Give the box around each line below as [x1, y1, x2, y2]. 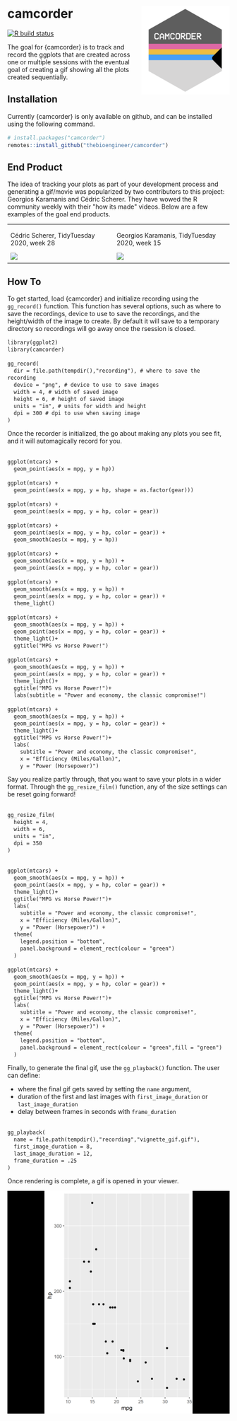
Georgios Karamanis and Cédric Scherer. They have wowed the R [7, 195, 197, 204]
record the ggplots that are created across [7, 50, 130, 59]
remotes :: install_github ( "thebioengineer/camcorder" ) [7, 141, 169, 149]
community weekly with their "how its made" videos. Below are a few [7, 202, 208, 211]
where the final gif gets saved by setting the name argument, [17, 1085, 192, 1094]
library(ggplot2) [7, 339, 59, 347]
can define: [7, 1071, 40, 1080]
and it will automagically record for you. [7, 437, 122, 446]
